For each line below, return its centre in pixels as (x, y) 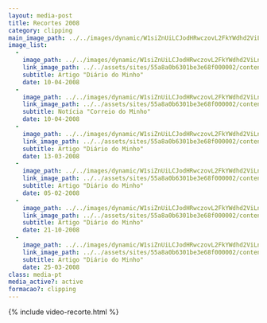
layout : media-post (41, 16)
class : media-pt (35, 274)
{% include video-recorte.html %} (64, 312)
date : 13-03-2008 (51, 156)
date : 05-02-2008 (51, 193)
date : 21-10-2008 (51, 230)
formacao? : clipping (43, 290)
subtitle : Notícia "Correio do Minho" (87, 112)
